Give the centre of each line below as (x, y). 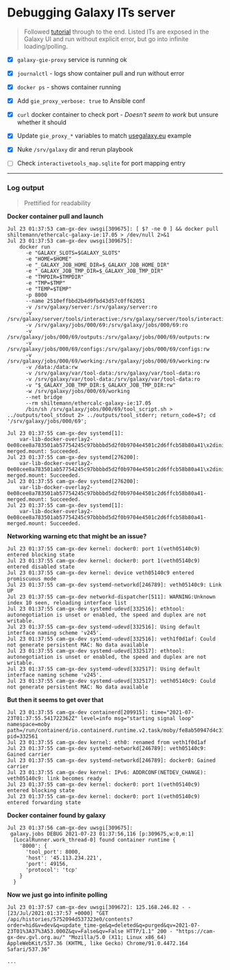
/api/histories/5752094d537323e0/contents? (70, 919)
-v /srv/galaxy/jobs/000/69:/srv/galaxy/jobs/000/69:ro (106, 325)
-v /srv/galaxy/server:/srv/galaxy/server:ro (91, 307)
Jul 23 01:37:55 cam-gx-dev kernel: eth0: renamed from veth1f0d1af (107, 742)
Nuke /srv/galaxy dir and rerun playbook (75, 150)
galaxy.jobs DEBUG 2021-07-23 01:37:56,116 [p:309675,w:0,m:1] (102, 834)
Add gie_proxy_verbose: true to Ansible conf (81, 101)
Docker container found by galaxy (56, 815)
